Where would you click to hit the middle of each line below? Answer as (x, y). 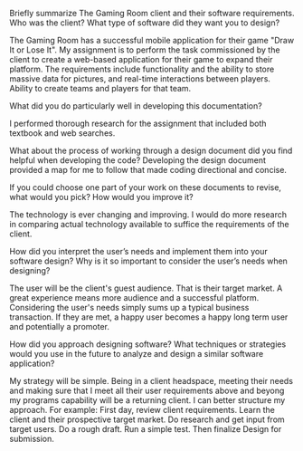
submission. (32, 439)
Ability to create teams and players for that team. (100, 88)
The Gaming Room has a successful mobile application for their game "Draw (152, 40)
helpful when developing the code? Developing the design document (138, 160)
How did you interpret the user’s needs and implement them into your (139, 251)
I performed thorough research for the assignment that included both (138, 123)
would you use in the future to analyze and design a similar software (137, 354)
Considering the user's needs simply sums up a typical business (129, 307)
